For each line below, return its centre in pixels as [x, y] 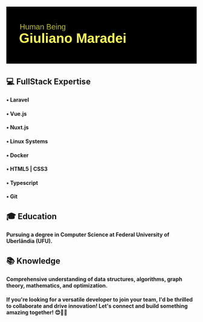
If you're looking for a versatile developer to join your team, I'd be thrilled [100, 299]
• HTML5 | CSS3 [27, 169]
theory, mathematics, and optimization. [57, 286]
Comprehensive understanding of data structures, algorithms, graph [94, 279]
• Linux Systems [27, 141]
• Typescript [22, 182]
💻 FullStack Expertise [49, 81]
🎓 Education [32, 216]
